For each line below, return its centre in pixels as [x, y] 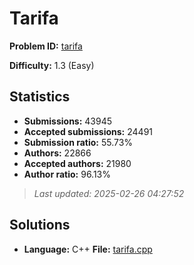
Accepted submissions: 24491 [88, 131]
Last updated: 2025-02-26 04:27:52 [109, 193]
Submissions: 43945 [68, 121]
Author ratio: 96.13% [67, 174]
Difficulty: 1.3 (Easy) [52, 65]
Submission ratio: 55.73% [78, 142]
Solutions [40, 225]
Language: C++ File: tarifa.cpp [88, 249]
